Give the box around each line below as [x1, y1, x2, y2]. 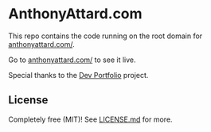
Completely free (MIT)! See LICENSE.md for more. [8, 115, 173, 124]
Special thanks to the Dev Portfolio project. [8, 70, 149, 80]
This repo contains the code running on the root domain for [8, 31, 203, 41]
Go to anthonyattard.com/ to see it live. [8, 55, 136, 64]
